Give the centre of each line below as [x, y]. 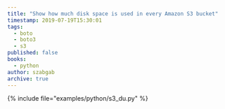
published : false [33, 53]
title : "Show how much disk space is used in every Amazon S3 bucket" [113, 14]
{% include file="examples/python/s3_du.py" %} [78, 99]
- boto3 [25, 40]
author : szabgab [31, 72]
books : [17, 59]
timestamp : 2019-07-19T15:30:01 [54, 20]
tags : [15, 27]
